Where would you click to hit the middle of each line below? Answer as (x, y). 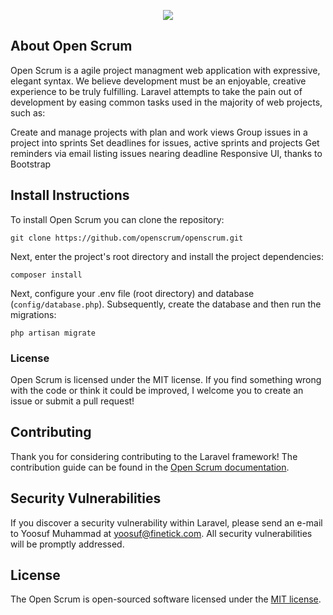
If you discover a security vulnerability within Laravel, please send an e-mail (166, 522)
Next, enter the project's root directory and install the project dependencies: (167, 256)
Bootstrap (31, 164)
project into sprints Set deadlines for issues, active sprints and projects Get (165, 142)
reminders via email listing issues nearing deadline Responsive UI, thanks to (166, 153)
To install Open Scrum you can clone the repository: (117, 219)
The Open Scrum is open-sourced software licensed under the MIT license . (166, 599)
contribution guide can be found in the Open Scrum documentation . (150, 467)
